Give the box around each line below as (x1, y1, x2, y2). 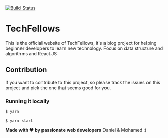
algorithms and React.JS (5, 50, 57, 56)
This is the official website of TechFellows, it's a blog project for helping (5, 40, 157, 46)
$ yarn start (5, 118, 33, 123)
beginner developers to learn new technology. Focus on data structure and (5, 45, 163, 51)
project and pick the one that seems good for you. (5, 85, 111, 91)
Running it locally (5, 97, 50, 105)
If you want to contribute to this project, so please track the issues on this (5, 79, 160, 85)
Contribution (5, 66, 47, 74)
